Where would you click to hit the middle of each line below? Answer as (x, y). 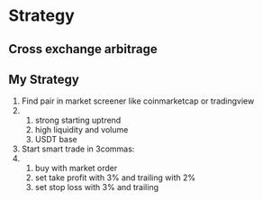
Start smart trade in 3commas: (78, 149)
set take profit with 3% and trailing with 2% (115, 178)
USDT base (56, 140)
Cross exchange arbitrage (83, 49)
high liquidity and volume (82, 130)
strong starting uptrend (78, 120)
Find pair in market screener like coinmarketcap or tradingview (138, 101)
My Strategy (44, 79)
